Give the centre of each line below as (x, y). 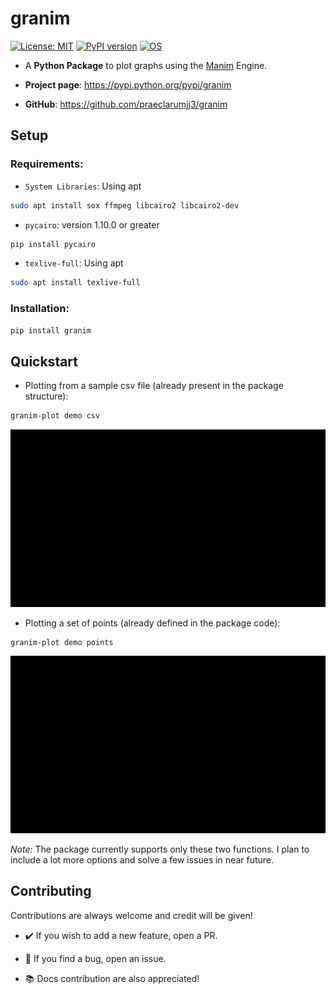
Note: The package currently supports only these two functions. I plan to (160, 849)
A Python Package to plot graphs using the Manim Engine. (146, 65)
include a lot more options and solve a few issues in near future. (142, 859)
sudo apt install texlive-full (75, 283)
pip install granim (51, 330)
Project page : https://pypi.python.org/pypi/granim (128, 84)
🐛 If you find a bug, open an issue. (95, 958)
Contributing (51, 891)
